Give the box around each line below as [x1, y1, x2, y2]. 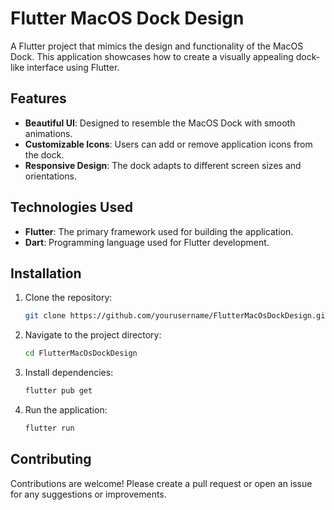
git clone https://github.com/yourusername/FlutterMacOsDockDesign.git [24, 311, 330, 321]
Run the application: [24, 404, 108, 416]
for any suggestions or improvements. [10, 488, 167, 500]
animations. [24, 127, 73, 139]
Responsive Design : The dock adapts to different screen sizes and [24, 159, 302, 171]
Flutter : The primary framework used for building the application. [24, 225, 294, 237]
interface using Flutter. [26, 61, 120, 73]
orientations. [24, 170, 77, 182]
